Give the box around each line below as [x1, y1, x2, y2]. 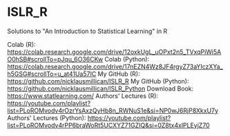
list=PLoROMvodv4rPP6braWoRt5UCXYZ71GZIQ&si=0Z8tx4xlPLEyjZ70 [7, 121, 210, 129]
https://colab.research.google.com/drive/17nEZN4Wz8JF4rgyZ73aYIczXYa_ [7, 62, 223, 70]
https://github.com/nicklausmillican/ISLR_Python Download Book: [7, 84, 194, 93]
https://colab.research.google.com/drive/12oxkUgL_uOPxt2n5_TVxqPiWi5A [7, 48, 222, 56]
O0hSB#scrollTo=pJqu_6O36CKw [7, 55, 104, 63]
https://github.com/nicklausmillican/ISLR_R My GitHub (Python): [7, 77, 189, 85]
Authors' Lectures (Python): [7, 113, 86, 122]
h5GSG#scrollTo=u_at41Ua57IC [7, 70, 97, 78]
